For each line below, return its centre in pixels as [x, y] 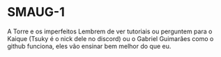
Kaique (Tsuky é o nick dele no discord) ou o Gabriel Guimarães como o [110, 38]
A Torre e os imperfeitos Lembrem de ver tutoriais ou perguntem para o [110, 31]
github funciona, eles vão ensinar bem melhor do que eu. [89, 46]
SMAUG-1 [36, 12]
